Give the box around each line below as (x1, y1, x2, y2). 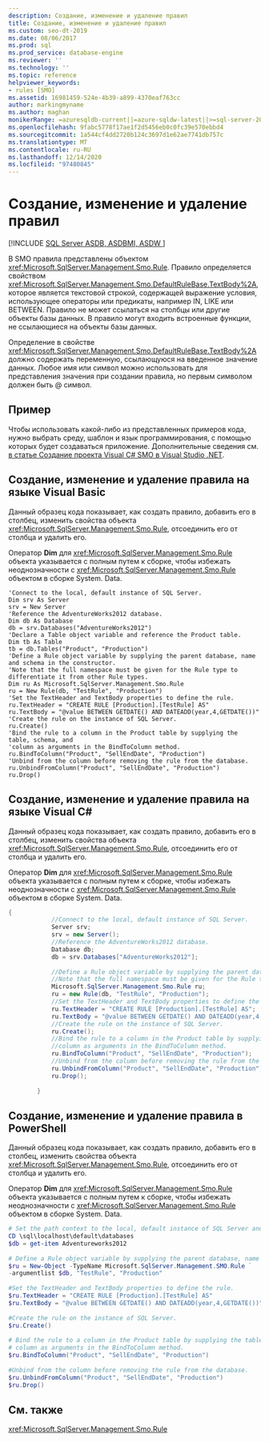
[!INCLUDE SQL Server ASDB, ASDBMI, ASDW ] (8, 238, 166, 248)
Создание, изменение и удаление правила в (8, 1109, 243, 1123)
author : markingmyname (8, 101, 84, 109)
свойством (8, 271, 46, 281)
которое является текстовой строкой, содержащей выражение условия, (8, 288, 258, 298)
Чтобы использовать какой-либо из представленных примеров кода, (8, 424, 247, 434)
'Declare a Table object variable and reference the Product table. (8, 631, 242, 639)
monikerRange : (8, 116, 56, 124)
